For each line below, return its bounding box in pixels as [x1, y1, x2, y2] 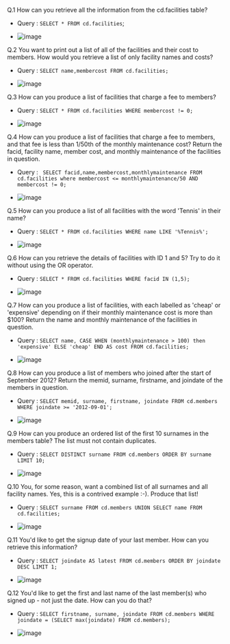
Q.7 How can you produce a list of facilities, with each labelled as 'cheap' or [7, 301, 221, 309]
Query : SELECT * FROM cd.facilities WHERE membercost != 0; [16, 106, 194, 114]
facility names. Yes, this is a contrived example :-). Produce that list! [7, 490, 199, 498]
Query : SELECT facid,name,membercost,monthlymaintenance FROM [16, 168, 203, 176]
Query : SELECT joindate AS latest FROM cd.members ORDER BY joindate [16, 556, 221, 564]
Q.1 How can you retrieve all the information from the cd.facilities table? [7, 6, 208, 14]
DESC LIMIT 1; [16, 564, 57, 571]
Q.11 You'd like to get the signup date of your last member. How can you [7, 536, 209, 544]
